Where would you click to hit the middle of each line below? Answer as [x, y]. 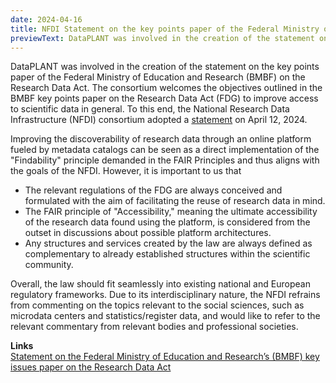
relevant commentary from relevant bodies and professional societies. [154, 327]
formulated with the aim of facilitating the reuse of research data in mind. [175, 201]
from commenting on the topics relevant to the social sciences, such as [157, 305]
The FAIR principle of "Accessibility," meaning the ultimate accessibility [171, 212]
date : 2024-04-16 [46, 19]
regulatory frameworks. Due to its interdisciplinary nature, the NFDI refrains [165, 295]
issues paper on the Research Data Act [91, 367]
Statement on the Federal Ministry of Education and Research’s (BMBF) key [165, 357]
